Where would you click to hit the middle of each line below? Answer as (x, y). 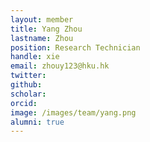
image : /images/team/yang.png (73, 112)
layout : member (42, 19)
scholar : (28, 94)
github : (26, 85)
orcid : (24, 103)
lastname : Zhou (42, 38)
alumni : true (37, 122)
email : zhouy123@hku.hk (60, 66)
